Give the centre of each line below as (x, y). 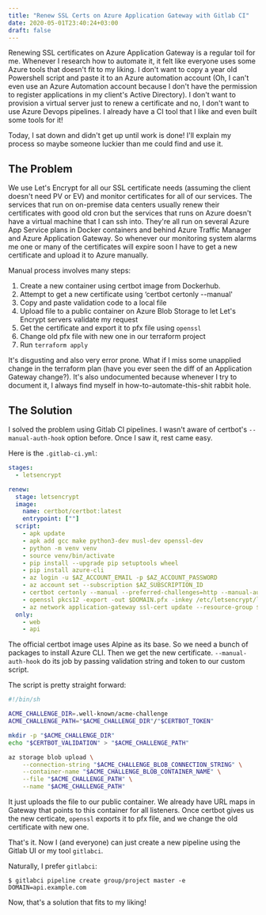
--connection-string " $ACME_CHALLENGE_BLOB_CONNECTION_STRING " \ (133, 764)
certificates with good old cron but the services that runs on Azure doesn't (130, 213)
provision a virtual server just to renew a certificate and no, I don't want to (129, 103)
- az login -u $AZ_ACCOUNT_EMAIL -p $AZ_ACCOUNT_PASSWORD (120, 578)
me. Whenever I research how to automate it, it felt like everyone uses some (132, 61)
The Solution (40, 410)
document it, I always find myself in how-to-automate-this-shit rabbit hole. (130, 386)
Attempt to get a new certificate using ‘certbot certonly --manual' (126, 295)
